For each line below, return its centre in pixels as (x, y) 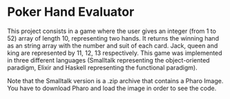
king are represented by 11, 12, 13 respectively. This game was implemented (115, 53)
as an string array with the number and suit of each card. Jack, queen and (113, 45)
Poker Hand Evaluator (71, 12)
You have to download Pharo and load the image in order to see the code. (112, 88)
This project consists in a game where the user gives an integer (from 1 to (112, 31)
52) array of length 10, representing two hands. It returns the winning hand (113, 38)
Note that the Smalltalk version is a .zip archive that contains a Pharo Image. (115, 80)
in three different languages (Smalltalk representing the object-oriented (108, 60)
